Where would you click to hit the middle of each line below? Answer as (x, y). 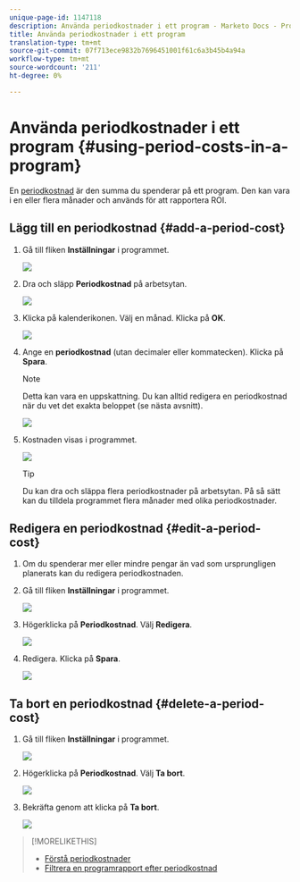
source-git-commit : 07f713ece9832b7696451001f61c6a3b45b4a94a (127, 51)
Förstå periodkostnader (87, 859)
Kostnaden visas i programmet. (79, 440)
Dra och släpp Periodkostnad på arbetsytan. (104, 283)
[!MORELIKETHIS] (64, 842)
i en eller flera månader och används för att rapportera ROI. (118, 200)
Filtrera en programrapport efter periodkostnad (131, 869)
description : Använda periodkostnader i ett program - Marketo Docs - (143, 26)
